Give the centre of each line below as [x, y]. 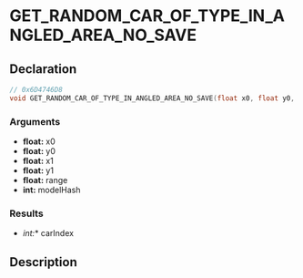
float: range [45, 180]
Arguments [35, 121]
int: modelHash [51, 190]
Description [43, 262]
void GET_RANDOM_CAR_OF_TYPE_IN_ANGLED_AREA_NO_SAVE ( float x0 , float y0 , [152, 98]
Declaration [43, 69]
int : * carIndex [48, 233]
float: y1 [38, 170]
